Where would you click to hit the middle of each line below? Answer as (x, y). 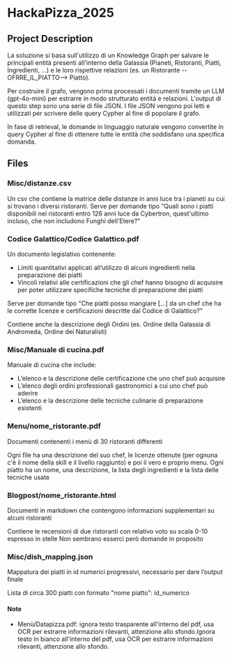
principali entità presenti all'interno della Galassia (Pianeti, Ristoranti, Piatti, (114, 63)
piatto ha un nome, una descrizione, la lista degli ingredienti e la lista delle (113, 469)
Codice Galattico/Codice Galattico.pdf (73, 239)
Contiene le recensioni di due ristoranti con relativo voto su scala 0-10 (108, 531)
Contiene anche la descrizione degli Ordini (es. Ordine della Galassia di (109, 324)
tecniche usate (29, 477)
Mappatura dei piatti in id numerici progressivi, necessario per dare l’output (115, 572)
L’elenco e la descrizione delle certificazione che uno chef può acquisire (121, 379)
